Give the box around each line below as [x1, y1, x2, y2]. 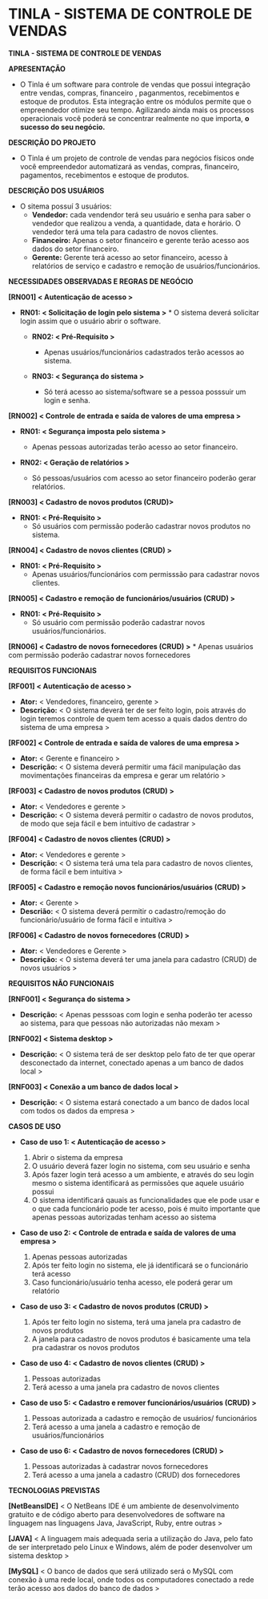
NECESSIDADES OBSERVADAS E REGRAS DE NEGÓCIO [8, 276, 194, 286]
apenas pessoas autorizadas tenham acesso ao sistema [31, 1212, 217, 1222]
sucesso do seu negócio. [19, 122, 106, 132]
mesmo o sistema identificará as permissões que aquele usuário [31, 1178, 245, 1187]
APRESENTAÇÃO [8, 63, 66, 73]
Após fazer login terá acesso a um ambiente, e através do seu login [31, 1169, 254, 1179]
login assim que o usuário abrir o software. [19, 316, 162, 326]
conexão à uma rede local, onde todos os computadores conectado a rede [8, 1574, 254, 1585]
